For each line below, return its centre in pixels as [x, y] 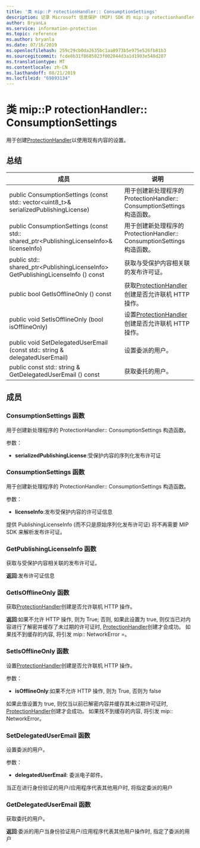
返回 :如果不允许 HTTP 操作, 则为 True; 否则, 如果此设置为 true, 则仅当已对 [96, 619]
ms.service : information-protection [51, 28]
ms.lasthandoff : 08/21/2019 [41, 73]
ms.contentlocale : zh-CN [37, 67]
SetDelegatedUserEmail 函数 [48, 735]
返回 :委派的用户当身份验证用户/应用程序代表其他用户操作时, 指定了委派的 [96, 831]
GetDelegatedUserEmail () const [54, 374]
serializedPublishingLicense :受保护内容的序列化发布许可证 [88, 455]
